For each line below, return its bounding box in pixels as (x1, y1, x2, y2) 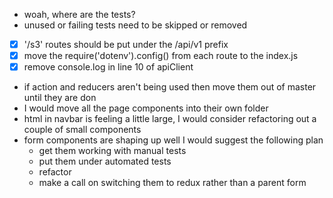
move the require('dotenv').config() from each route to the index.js (23, 50, 299, 62)
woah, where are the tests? (23, 9, 136, 20)
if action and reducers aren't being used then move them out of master (23, 81, 317, 93)
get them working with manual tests (38, 145, 187, 157)
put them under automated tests (38, 155, 172, 168)
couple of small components (23, 124, 142, 136)
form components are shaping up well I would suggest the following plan (23, 134, 324, 146)
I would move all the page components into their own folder (23, 102, 269, 114)
